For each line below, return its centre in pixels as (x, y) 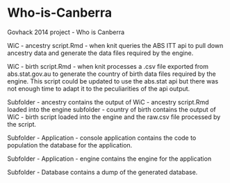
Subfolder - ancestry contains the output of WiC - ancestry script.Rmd (108, 102)
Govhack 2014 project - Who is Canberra (66, 32)
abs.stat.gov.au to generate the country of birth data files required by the (112, 74)
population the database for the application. (70, 145)
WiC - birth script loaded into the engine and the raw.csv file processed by (114, 117)
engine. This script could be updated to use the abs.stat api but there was (113, 81)
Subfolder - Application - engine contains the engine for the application (109, 159)
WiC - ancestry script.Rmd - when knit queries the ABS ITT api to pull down (115, 45)
